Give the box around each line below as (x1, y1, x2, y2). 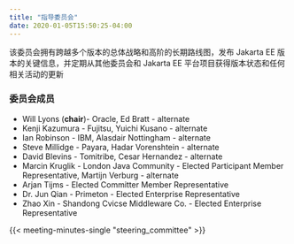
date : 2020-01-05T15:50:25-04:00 (9, 21, 133, 30)
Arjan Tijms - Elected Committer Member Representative (21, 179, 229, 190)
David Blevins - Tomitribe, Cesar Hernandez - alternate (21, 151, 223, 162)
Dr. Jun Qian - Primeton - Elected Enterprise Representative (21, 188, 241, 199)
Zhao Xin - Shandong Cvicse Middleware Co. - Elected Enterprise (21, 198, 262, 209)
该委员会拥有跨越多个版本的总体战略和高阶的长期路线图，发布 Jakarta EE (9, 46, 276, 57)
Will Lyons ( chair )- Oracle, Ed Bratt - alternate (21, 113, 190, 124)
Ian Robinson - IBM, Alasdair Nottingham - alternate (21, 132, 211, 142)
